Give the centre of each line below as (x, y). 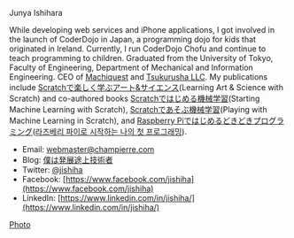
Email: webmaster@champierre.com (88, 149)
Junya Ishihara (36, 13)
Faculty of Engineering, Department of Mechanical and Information (132, 67)
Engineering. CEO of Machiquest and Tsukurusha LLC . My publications (139, 77)
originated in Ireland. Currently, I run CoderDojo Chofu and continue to (138, 49)
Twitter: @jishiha (52, 170)
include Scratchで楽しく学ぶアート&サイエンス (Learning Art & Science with (146, 87)
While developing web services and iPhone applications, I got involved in (142, 30)
